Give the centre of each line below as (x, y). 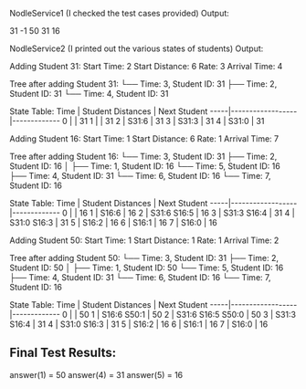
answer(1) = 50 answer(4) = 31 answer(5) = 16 (96, 374)
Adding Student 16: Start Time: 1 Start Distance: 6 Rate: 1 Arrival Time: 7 (144, 139)
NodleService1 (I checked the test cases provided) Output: (120, 13)
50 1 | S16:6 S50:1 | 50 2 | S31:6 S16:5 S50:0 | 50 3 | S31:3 (188, 315)
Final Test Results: (63, 353)
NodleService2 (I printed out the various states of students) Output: (137, 48)
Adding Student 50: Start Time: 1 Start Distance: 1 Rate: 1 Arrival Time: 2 (144, 240)
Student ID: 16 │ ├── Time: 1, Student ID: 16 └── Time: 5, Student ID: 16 (145, 166)
